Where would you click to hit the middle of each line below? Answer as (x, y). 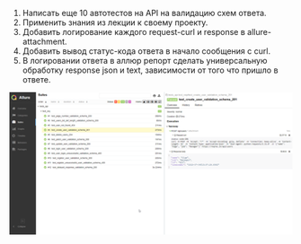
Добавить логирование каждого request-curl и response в (133, 32)
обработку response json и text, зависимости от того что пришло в (150, 70)
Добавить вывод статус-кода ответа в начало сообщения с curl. (146, 51)
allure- (259, 32)
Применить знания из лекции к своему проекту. (115, 22)
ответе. (36, 79)
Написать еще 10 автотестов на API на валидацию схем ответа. (144, 13)
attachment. (44, 41)
